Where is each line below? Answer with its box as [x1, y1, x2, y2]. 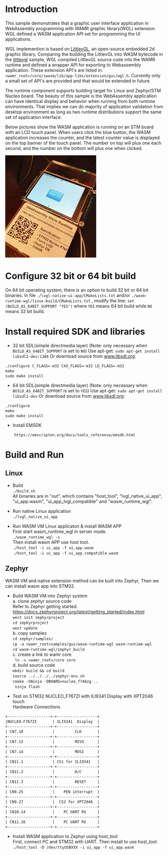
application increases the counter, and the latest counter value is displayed [5, 134, 160, 140]
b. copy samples [12, 630, 47, 636]
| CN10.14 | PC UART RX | [5, 809, 100, 814]
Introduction [5, 4, 58, 15]
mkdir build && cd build [12, 668, 65, 673]
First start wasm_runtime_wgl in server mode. [12, 528, 107, 534]
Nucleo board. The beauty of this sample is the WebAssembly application [5, 93, 157, 99]
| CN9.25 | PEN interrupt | [5, 789, 100, 794]
